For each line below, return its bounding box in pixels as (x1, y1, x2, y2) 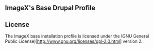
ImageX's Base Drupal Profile (5, 4, 96, 12)
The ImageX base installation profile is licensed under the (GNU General (5, 33, 149, 39)
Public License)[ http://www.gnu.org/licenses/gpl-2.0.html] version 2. (5, 38, 143, 44)
